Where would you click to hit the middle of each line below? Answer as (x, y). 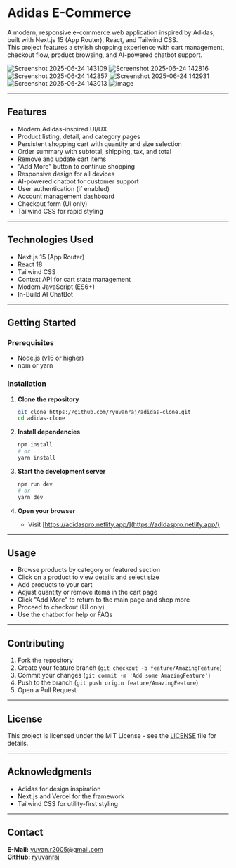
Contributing (36, 643)
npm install (35, 445)
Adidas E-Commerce (69, 13)
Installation (27, 384)
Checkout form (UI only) (52, 203)
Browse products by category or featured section (88, 570)
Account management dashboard (66, 196)
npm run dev (35, 484)
